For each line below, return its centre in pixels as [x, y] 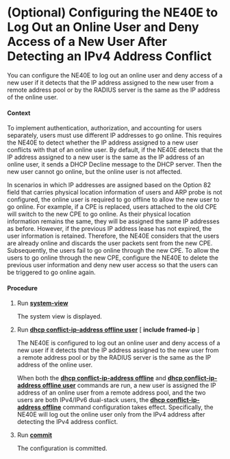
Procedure [22, 288]
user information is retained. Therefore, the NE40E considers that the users [113, 236]
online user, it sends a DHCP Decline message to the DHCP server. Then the [115, 164]
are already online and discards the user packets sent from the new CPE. [110, 243]
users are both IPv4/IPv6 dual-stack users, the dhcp [91, 400]
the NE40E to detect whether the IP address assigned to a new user [103, 142]
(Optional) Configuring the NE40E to [113, 13]
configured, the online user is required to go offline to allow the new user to [113, 199]
